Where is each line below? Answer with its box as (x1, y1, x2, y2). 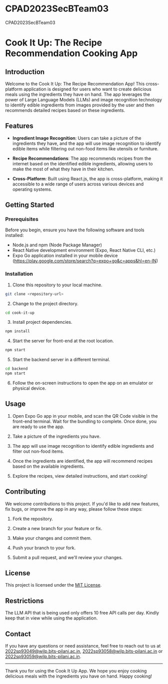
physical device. (12, 385, 46, 391)
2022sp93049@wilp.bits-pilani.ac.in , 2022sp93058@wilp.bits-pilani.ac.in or (5, 648, 163, 655)
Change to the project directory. (12, 300, 78, 306)
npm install (5, 329, 30, 334)
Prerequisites (5, 216, 38, 223)
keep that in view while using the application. (5, 615, 98, 621)
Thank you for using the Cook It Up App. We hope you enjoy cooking (5, 668, 147, 674)
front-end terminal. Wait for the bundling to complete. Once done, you (12, 418, 156, 424)
